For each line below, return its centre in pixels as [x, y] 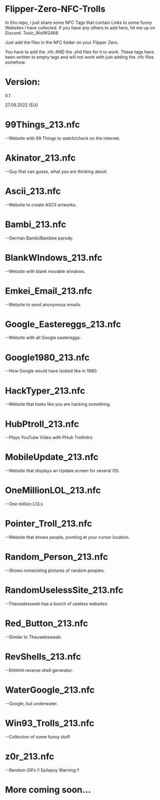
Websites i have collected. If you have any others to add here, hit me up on [80, 27]
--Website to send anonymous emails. [43, 304]
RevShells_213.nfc [43, 657]
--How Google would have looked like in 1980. [51, 371]
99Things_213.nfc [43, 125]
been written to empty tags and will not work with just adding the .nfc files [80, 57]
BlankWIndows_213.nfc [54, 258]
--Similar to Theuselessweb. [33, 637]
